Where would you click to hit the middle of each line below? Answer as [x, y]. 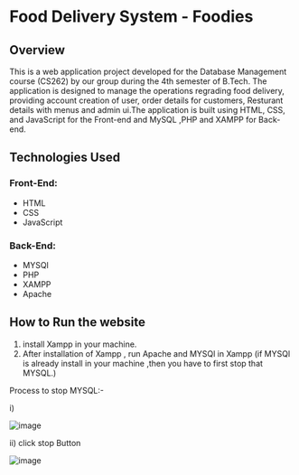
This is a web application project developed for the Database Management [148, 71]
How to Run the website [78, 322]
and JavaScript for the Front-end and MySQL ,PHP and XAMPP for [133, 120]
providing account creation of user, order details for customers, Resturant [146, 100]
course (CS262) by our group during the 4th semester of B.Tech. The [138, 81]
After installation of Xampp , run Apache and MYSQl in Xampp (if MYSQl [156, 353]
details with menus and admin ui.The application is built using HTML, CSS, [148, 110]
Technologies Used [65, 158]
